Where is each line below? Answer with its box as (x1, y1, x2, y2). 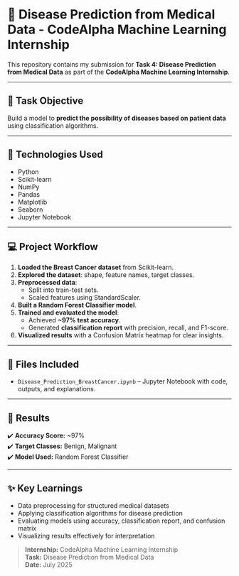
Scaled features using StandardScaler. (28, 293, 141, 302)
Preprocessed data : (17, 278, 78, 287)
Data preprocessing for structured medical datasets (17, 501, 169, 510)
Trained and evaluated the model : (17, 308, 119, 317)
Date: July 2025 (24, 560, 73, 569)
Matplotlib (17, 197, 48, 206)
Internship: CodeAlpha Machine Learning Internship (24, 545, 179, 553)
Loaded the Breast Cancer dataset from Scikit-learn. (17, 263, 174, 272)
